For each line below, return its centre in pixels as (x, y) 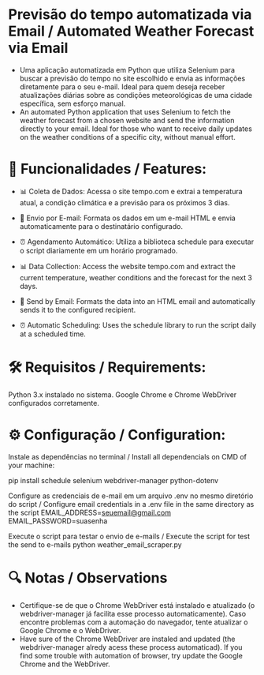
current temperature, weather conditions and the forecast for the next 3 (136, 277)
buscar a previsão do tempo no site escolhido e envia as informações (132, 78)
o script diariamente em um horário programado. (99, 250)
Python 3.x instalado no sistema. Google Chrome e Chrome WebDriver (123, 394)
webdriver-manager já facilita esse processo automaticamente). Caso (133, 613)
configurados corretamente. (54, 403)
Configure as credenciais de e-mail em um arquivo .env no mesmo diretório (131, 496)
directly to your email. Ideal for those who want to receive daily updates (136, 129)
